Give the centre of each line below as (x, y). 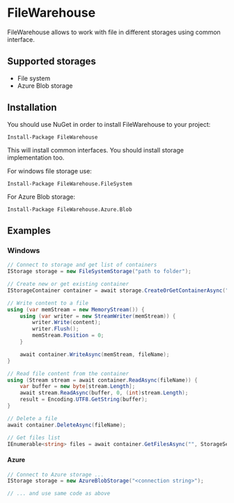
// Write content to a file (48, 303)
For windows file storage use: (49, 171)
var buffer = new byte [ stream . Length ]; (78, 387)
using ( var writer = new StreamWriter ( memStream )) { (98, 316)
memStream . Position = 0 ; (68, 336)
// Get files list (34, 438)
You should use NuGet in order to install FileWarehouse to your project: (109, 124)
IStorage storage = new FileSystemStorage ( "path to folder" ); (99, 272)
